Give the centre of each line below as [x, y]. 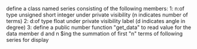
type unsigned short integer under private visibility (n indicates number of [97, 15]
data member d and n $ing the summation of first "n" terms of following [95, 34]
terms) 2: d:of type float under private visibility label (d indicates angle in [96, 21]
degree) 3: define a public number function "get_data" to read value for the [99, 27]
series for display [28, 40]
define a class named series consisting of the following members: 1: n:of [95, 9]
